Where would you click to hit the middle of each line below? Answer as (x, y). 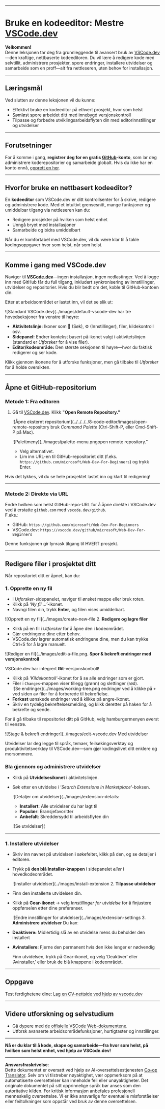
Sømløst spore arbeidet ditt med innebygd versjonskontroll (71, 115)
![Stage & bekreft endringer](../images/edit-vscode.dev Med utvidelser (77, 734)
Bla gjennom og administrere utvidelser (53, 767)
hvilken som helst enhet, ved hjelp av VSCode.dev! (58, 1050)
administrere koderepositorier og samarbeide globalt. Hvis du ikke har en (79, 163)
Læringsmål (24, 88)
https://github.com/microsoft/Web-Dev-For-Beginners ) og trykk (84, 461)
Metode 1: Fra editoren (32, 401)
